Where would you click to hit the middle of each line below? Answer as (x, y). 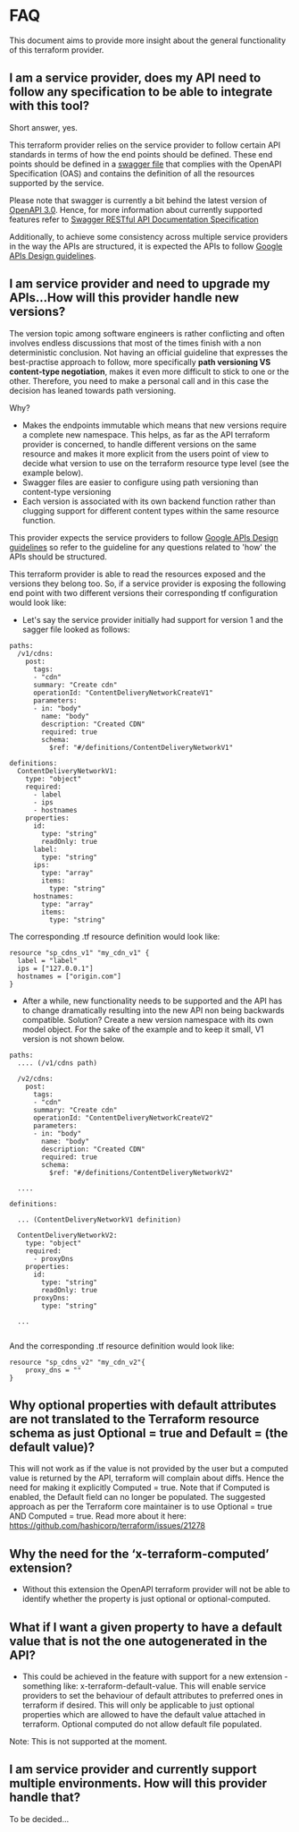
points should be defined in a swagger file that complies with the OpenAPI (145, 164)
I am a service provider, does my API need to (135, 78)
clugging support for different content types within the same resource (150, 510)
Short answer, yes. (44, 127)
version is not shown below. (73, 1038)
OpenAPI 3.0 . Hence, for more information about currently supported (136, 209)
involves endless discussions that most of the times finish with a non (135, 343)
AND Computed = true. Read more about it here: (98, 1516)
